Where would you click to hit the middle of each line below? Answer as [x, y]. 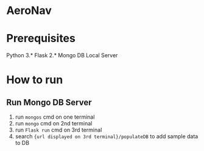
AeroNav [29, 11]
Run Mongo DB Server [49, 102]
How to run [35, 80]
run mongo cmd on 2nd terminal [54, 124]
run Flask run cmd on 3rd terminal [58, 130]
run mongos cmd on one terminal [55, 117]
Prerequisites [41, 39]
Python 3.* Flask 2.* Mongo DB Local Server [62, 55]
